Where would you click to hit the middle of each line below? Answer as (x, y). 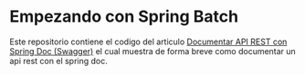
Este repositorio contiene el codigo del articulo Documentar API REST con (148, 42)
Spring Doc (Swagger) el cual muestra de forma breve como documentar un (153, 51)
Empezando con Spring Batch (124, 17)
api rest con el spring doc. (58, 61)
